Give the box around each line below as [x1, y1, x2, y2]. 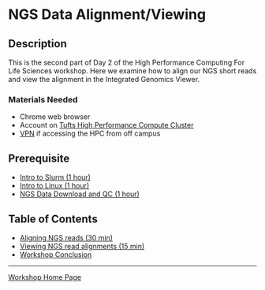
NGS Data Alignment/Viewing [8, 6, 207, 24]
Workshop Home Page [8, 272, 81, 281]
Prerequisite [8, 151, 70, 165]
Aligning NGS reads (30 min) [19, 232, 113, 242]
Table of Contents [8, 212, 99, 225]
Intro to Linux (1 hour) [19, 181, 90, 191]
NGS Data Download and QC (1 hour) [19, 189, 140, 199]
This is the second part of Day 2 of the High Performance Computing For [8, 58, 245, 67]
